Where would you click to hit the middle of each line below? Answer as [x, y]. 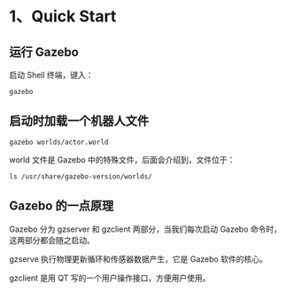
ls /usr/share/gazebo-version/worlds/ [81, 177]
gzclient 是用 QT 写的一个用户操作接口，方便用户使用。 [110, 278]
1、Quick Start [63, 16]
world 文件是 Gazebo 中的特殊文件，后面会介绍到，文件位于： [122, 160]
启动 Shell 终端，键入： [52, 75]
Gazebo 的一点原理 [62, 206]
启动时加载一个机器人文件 [79, 121]
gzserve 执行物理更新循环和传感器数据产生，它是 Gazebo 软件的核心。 [138, 259]
